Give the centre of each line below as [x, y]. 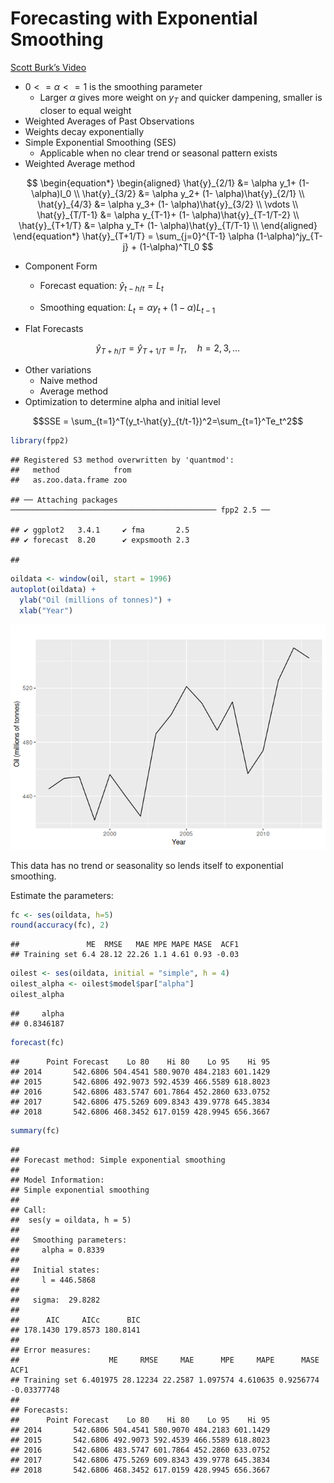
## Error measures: [51, 1350]
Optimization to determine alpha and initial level [122, 402]
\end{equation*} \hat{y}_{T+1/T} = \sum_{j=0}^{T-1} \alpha [134, 236]
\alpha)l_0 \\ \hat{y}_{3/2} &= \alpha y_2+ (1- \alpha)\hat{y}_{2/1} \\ [168, 193]
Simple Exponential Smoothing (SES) [100, 142]
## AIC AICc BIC [75, 1320]
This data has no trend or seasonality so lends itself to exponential [147, 865]
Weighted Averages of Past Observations [109, 121]
